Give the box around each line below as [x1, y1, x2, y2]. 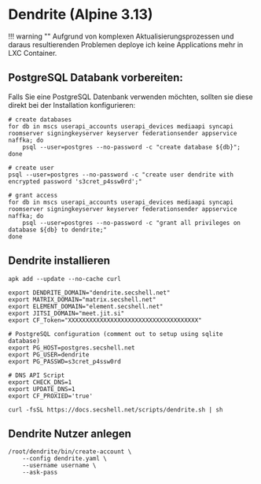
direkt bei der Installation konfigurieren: [8, 100, 136, 109]
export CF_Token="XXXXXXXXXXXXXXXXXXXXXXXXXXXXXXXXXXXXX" [8, 316, 202, 324]
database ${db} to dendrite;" [8, 226, 108, 234]
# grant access [8, 191, 58, 199]
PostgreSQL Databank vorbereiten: [8, 71, 183, 84]
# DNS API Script [8, 371, 65, 379]
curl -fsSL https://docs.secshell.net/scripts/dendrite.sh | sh [8, 405, 223, 414]
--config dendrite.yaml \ [22, 455, 108, 463]
